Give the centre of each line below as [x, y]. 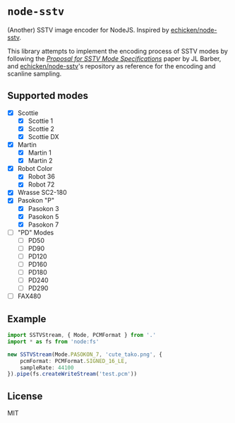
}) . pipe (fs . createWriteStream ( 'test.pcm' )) [72, 374]
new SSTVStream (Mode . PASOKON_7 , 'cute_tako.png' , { [85, 355]
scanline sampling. [35, 73]
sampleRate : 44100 [47, 368]
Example [27, 319]
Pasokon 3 [43, 208]
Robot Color [35, 169]
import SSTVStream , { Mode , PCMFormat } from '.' [82, 335]
